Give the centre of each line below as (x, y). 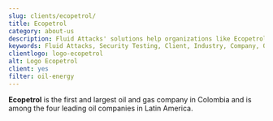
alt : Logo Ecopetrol (43, 62)
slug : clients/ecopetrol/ (52, 16)
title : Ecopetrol (38, 24)
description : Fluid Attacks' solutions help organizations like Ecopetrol (138, 39)
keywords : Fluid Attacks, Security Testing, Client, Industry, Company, (134, 46)
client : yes (28, 69)
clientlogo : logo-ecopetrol (56, 54)
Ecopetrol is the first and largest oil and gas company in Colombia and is (130, 99)
